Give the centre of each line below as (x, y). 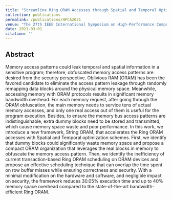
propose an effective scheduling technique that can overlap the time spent (84, 165)
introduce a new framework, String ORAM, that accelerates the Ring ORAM (84, 132)
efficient (14, 192)
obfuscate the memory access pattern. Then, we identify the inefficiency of (85, 153)
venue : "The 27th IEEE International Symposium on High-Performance (80, 24)
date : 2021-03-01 (24, 29)
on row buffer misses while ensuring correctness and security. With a (79, 170)
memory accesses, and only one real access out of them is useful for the (82, 110)
